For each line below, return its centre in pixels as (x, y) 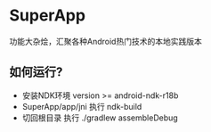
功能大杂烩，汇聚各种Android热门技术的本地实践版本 (105, 41)
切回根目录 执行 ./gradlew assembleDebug (100, 118)
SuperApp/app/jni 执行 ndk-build (82, 106)
